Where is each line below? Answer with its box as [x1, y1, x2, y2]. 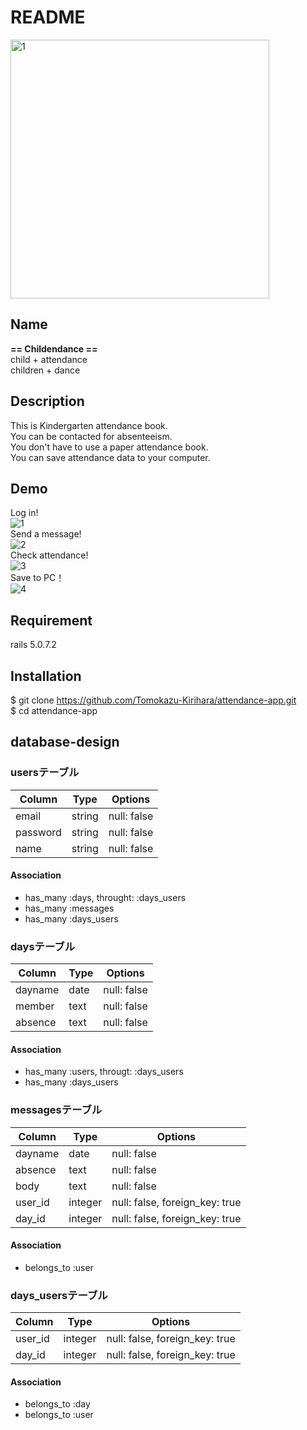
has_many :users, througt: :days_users [24, 1066, 184, 1078]
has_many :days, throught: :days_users [24, 891, 187, 903]
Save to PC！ [10, 572, 65, 584]
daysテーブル [10, 939, 75, 953]
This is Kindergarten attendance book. [10, 419, 168, 431]
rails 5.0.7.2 [10, 639, 57, 651]
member [15, 999, 55, 1013]
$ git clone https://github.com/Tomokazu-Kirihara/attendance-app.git [10, 694, 297, 706]
